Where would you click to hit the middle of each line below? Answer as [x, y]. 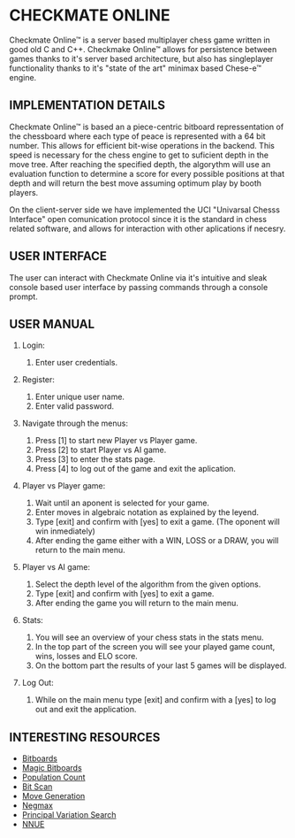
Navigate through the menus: [75, 423]
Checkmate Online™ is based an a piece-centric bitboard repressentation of [147, 127]
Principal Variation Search [69, 815]
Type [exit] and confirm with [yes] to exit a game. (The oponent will [157, 522]
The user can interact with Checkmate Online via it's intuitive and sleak [138, 277]
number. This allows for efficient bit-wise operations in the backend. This [142, 145]
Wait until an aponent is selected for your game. [122, 503]
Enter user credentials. [76, 363]
